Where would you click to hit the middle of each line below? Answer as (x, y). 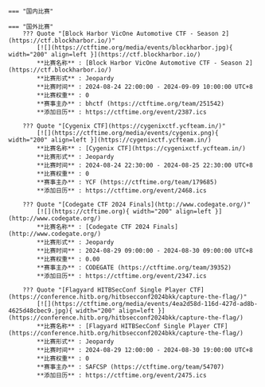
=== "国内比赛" (31, 11)
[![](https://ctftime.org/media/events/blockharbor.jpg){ (135, 48)
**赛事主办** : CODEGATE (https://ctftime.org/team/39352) (134, 268)
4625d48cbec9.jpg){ (41, 311)
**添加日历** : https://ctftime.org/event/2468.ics (122, 191)
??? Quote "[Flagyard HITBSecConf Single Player (105, 290)
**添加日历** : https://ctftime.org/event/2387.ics (122, 112)
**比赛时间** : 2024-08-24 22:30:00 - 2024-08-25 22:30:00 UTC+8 (145, 165)
